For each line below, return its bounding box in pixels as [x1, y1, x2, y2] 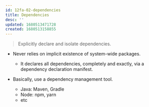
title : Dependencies [5, 12, 50, 17]
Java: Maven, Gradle [20, 86, 64, 93]
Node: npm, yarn [20, 92, 57, 98]
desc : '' [5, 17, 24, 22]
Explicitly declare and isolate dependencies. [17, 41, 111, 47]
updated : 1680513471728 [5, 22, 57, 27]
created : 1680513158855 [5, 27, 57, 32]
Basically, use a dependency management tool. [12, 76, 113, 82]
